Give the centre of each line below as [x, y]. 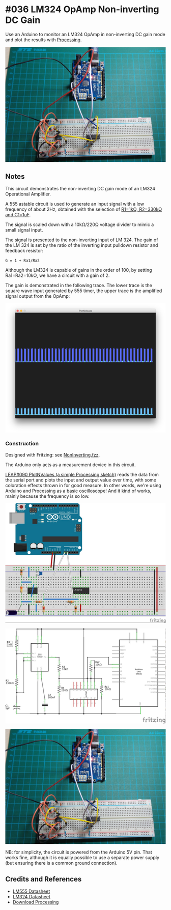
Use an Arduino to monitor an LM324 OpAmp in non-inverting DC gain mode [85, 34]
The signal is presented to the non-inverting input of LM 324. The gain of [82, 240]
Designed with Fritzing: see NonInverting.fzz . [53, 454]
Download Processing [36, 902]
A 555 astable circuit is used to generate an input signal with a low [75, 204]
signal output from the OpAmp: [38, 296]
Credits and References [44, 879]
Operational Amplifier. [28, 194]
